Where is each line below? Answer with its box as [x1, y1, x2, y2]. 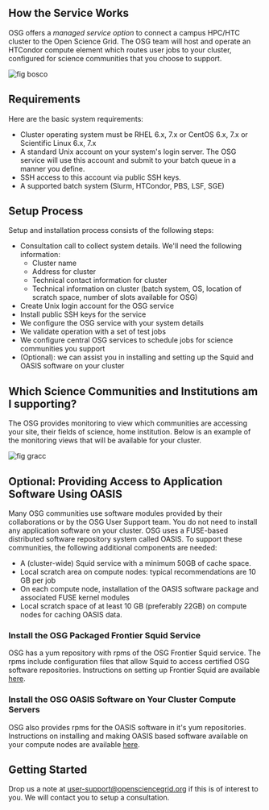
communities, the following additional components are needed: [8, 543, 217, 553]
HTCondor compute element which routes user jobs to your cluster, [8, 44, 232, 55]
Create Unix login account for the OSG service [19, 301, 175, 311]
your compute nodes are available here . [8, 739, 140, 749]
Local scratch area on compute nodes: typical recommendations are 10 [19, 567, 256, 577]
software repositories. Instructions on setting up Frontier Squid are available [8, 665, 260, 675]
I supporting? [8, 397, 77, 410]
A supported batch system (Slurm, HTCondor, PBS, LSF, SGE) [19, 181, 226, 190]
